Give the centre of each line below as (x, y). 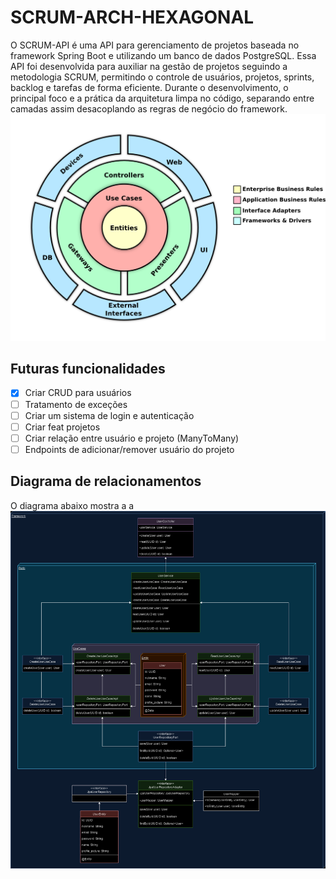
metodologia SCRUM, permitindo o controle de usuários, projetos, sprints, (162, 77)
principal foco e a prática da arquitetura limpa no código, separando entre (162, 98)
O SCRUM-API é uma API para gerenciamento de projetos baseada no (155, 45)
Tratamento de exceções (76, 404)
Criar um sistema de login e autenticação (109, 415)
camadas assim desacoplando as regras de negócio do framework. (149, 108)
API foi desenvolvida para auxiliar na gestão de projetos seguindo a (149, 66)
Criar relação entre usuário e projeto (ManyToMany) (132, 438)
